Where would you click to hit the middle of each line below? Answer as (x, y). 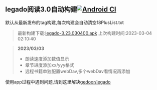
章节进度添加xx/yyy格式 (49, 65)
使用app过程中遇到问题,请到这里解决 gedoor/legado (58, 81)
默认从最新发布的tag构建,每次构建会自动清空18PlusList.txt (64, 22)
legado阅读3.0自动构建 (41, 9)
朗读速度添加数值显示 (47, 58)
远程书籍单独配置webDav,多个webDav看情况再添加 (77, 71)
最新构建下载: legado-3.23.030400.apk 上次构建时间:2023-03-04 (85, 33)
